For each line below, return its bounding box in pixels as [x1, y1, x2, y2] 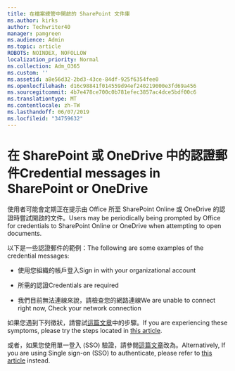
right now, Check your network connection [17, 303, 142, 312]
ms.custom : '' [7, 69, 49, 76]
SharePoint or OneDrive [7, 180, 148, 196]
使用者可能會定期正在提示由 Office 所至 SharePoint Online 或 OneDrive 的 [7, 205, 220, 213]
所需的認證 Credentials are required [17, 281, 119, 289]
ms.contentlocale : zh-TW [7, 102, 80, 109]
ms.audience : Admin [7, 37, 65, 44]
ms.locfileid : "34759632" [7, 115, 83, 122]
